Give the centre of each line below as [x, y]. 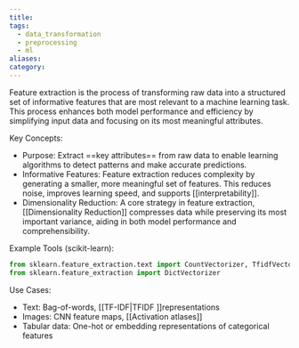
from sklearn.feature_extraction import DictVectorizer [115, 272]
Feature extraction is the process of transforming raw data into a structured [148, 92]
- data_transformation [59, 34]
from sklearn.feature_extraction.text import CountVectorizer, [129, 264]
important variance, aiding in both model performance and [129, 221]
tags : [19, 26]
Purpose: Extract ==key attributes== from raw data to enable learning [150, 155]
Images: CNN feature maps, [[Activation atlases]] [112, 316]
